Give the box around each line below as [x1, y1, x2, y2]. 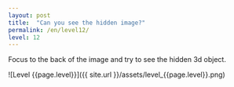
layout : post [8, 11, 51, 20]
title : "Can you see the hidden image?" [8, 19, 146, 27]
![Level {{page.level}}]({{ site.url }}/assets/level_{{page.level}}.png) [8, 70, 225, 79]
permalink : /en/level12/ [8, 26, 90, 34]
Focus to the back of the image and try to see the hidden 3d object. [8, 55, 226, 64]
